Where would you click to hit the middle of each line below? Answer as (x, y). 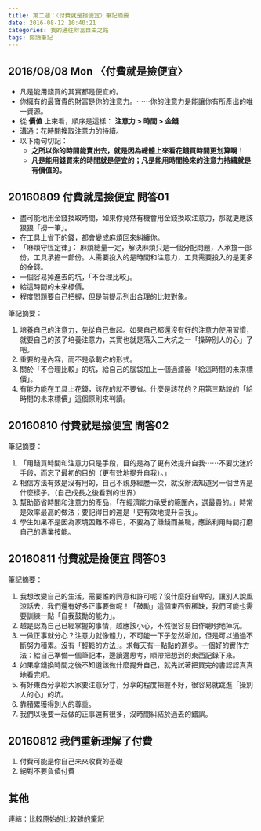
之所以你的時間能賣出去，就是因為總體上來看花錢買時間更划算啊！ (138, 151)
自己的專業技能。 (47, 531)
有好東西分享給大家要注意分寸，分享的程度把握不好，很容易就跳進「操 (133, 684)
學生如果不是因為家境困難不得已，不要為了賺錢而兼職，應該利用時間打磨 (136, 522)
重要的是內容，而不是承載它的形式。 (78, 359)
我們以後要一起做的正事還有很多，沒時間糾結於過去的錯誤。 (116, 714)
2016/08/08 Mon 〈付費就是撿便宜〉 (98, 71)
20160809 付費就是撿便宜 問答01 (89, 197)
